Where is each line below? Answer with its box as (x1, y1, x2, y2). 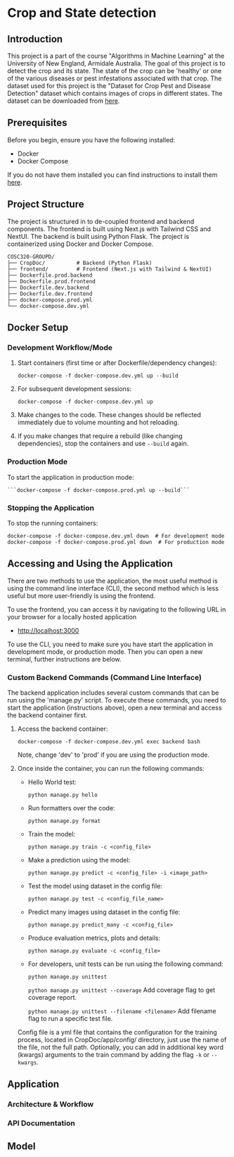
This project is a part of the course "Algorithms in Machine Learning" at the (7, 51, 225, 60)
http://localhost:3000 (17, 626, 79, 635)
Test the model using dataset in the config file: (27, 882, 163, 891)
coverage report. (27, 994, 77, 1002)
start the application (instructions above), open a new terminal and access (7, 703, 223, 712)
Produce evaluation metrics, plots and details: (27, 934, 160, 942)
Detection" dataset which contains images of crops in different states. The (7, 89, 223, 97)
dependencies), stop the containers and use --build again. (17, 439, 189, 448)
